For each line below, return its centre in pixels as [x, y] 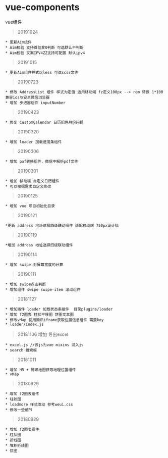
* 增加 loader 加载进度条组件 [34, 142]
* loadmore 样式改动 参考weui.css [39, 404]
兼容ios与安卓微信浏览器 [27, 97]
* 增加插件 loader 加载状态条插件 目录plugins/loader [59, 309]
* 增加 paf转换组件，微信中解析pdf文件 [42, 161]
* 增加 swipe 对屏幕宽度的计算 [34, 265]
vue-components [42, 7]
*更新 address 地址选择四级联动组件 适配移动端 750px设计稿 [62, 225]
